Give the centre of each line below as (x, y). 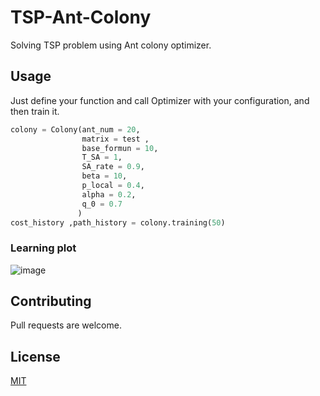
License (35, 356)
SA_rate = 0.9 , (113, 167)
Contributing (51, 301)
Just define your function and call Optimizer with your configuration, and (160, 100)
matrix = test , (115, 139)
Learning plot (43, 248)
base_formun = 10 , (120, 148)
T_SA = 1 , (102, 157)
